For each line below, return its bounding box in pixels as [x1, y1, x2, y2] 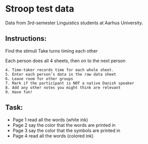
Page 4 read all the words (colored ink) [12, 132, 94, 139]
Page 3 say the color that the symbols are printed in [12, 127, 120, 133]
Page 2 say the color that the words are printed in [12, 122, 116, 128]
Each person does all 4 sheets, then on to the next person [5, 58, 126, 64]
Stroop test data [5, 3, 74, 15]
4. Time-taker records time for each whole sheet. [5, 67, 114, 72]
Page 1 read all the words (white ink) [12, 117, 88, 123]
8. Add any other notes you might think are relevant [5, 85, 121, 90]
